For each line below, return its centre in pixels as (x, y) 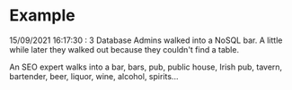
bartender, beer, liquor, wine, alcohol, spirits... (94, 76)
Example (42, 16)
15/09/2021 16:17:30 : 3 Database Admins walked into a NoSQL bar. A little (146, 40)
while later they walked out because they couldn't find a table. (124, 49)
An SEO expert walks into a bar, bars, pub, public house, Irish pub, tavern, (146, 67)
